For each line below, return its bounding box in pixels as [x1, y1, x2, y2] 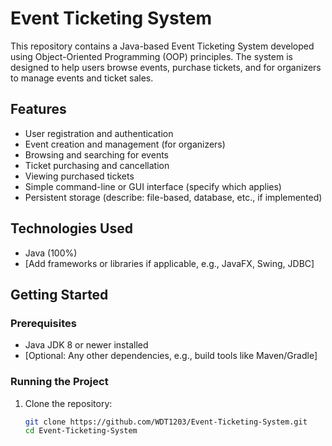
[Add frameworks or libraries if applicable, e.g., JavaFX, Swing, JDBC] [24, 257, 315, 269]
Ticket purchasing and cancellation [24, 159, 170, 171]
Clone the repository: [24, 397, 113, 409]
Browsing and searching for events [24, 148, 169, 161]
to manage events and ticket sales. [10, 72, 154, 84]
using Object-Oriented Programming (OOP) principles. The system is [10, 50, 293, 62]
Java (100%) [24, 247, 78, 259]
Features [10, 101, 67, 118]
